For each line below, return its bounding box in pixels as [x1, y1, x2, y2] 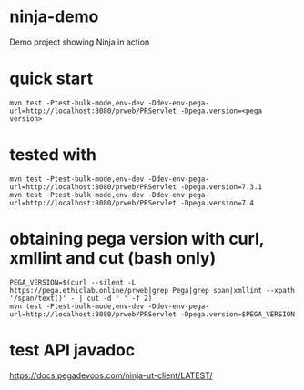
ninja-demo [9, 6, 99, 27]
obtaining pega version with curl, [9, 229, 265, 249]
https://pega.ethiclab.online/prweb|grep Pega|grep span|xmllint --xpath [9, 285, 296, 295]
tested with [9, 145, 97, 165]
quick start [9, 68, 94, 89]
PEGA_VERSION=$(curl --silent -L [9, 277, 137, 287]
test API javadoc [9, 339, 136, 360]
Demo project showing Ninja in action [9, 36, 150, 47]
